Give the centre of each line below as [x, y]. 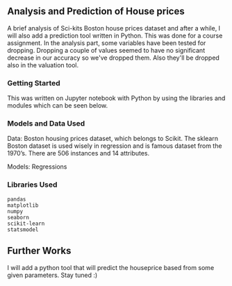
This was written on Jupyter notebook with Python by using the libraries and [116, 98]
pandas [17, 199]
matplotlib [23, 205]
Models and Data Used [46, 124]
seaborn [18, 217]
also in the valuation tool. [43, 65]
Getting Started [34, 83]
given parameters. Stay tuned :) [52, 275]
